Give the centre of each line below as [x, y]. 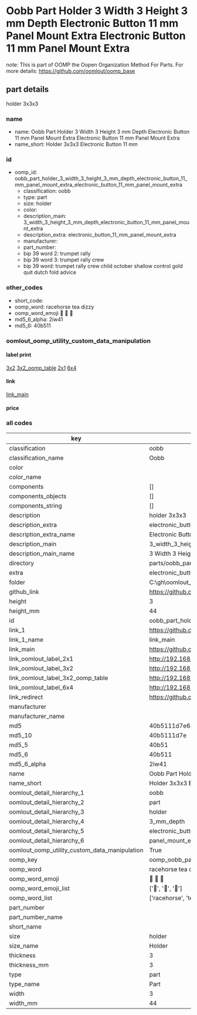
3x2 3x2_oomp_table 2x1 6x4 [41, 368]
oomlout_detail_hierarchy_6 [47, 840]
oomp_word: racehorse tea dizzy [54, 307]
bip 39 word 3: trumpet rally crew [64, 260]
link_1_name [26, 639]
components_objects [38, 496]
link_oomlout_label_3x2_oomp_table [59, 678]
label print [19, 355]
